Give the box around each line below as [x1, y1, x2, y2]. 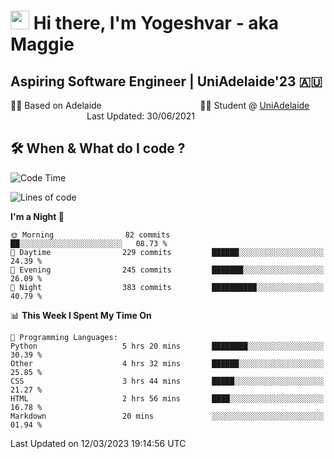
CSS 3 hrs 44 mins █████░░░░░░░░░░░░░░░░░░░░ [10, 376, 325, 386]
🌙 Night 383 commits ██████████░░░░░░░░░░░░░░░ [10, 282, 325, 292]
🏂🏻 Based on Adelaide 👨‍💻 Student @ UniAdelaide [10, 100, 310, 111]
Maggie [10, 33, 75, 56]
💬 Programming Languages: [10, 332, 118, 342]
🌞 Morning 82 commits [10, 230, 171, 240]
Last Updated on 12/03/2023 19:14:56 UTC [10, 437, 187, 449]
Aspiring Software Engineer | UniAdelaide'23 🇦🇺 [10, 73, 323, 90]
